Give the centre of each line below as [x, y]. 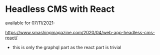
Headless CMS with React [60, 9]
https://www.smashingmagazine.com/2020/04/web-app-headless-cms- [80, 32]
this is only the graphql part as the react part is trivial [67, 47]
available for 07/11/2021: [30, 23]
